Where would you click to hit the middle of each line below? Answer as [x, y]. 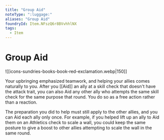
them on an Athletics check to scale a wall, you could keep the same [76, 122]
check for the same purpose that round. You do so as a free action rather [80, 97]
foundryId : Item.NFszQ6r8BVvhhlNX [41, 24]
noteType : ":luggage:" [29, 14]
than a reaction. [21, 102]
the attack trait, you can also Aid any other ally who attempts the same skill [82, 91]
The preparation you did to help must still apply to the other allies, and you [82, 112]
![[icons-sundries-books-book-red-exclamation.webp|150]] [66, 71]
